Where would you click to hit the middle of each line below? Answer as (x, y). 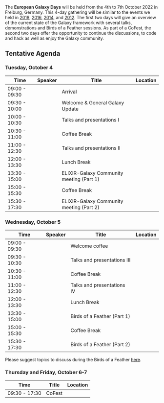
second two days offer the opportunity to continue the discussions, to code (81, 33)
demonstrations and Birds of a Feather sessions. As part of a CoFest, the (78, 28)
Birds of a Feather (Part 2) (100, 344)
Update (70, 109)
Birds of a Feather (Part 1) (100, 316)
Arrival (69, 92)
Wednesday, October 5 (33, 222)
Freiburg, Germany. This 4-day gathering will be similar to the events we (78, 12)
